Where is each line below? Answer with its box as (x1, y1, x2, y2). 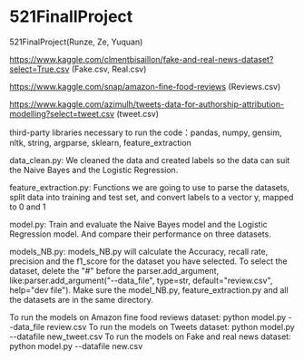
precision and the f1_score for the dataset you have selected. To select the (9, 256, 288, 267)
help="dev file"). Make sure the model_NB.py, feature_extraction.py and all (9, 284, 289, 296)
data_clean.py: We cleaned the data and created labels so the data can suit (9, 154, 290, 165)
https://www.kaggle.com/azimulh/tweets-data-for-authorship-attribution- (9, 98, 284, 110)
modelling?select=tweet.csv (9, 108, 115, 119)
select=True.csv (9, 63, 70, 74)
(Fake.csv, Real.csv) (71, 63, 147, 74)
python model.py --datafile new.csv (9, 340, 143, 351)
